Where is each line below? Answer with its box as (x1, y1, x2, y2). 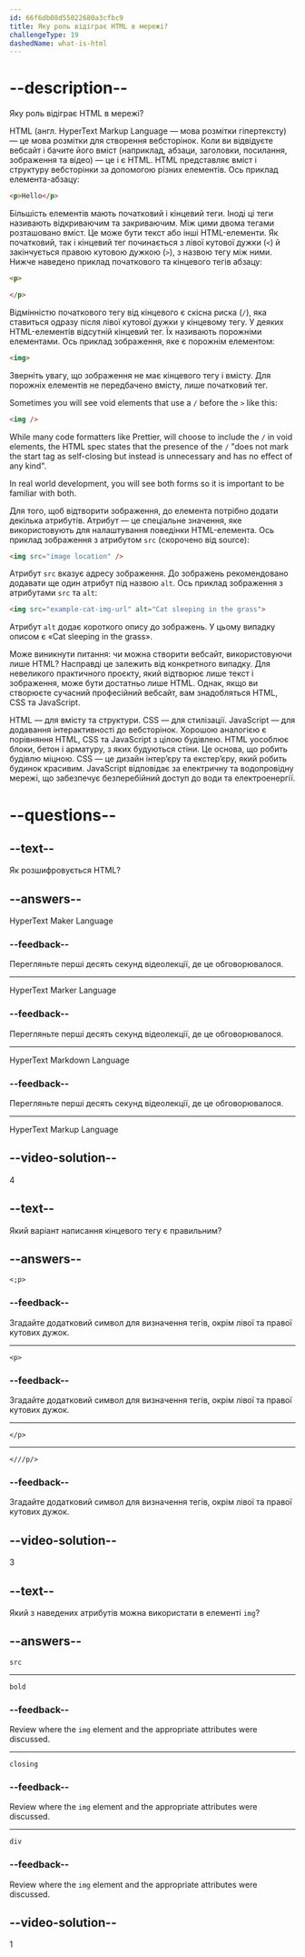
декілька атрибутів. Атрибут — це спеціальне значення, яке (9, 515, 242, 526)
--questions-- (9, 804, 116, 825)
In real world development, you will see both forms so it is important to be (9, 478, 285, 489)
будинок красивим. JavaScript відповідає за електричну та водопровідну (9, 763, 294, 774)
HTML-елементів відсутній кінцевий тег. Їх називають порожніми (9, 326, 262, 337)
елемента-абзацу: (9, 174, 80, 185)
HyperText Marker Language (9, 984, 117, 996)
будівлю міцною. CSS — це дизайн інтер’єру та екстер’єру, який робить (9, 753, 288, 764)
